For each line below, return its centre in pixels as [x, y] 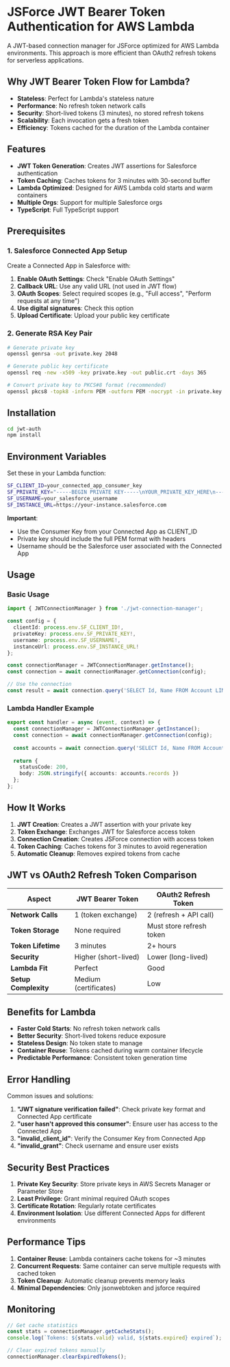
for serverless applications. [46, 60]
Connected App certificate [54, 1117]
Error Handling [39, 1079]
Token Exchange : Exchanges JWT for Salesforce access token [106, 832]
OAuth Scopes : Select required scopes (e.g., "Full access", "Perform [114, 293]
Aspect [39, 899]
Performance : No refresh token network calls [81, 105]
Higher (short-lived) [107, 957]
